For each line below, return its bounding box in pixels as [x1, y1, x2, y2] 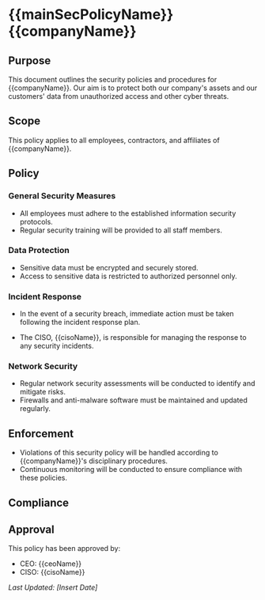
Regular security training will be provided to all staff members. [19, 225, 223, 235]
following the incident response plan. [19, 318, 141, 327]
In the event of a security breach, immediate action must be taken [19, 309, 235, 319]
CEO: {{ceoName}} [19, 559, 82, 568]
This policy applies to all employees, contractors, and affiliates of [8, 135, 220, 145]
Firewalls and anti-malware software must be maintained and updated [19, 395, 248, 405]
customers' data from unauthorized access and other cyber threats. [8, 92, 229, 100]
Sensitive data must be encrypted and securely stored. [19, 262, 199, 272]
